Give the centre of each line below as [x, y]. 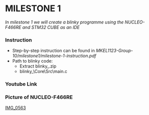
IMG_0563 [15, 108]
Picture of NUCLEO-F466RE [39, 97]
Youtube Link [21, 84]
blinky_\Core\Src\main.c [43, 71]
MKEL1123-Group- [114, 51]
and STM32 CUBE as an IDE [51, 27]
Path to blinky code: [32, 61]
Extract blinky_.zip [38, 66]
